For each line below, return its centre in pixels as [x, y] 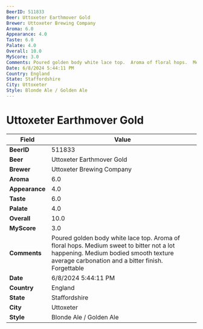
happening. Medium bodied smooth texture [112, 253]
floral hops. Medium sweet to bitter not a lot [113, 245]
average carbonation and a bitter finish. [107, 260]
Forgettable [68, 268]
